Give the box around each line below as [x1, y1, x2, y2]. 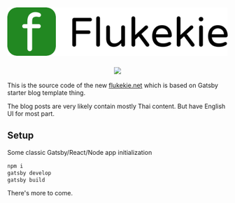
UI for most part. [7, 109, 55, 118]
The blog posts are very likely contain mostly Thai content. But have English [7, 102, 226, 110]
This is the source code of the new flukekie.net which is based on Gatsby [7, 81, 219, 89]
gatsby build [7, 176, 45, 183]
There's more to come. [7, 188, 73, 197]
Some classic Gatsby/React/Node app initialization [7, 148, 152, 156]
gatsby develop [7, 170, 52, 176]
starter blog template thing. [7, 88, 86, 97]
